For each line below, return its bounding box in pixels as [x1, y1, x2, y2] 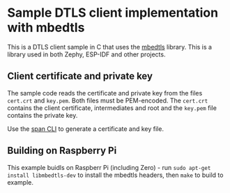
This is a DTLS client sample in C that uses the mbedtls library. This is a [7, 43, 213, 51]
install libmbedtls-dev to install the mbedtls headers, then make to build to [7, 171, 224, 179]
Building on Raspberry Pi [7, 145, 117, 157]
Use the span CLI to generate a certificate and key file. [7, 124, 164, 133]
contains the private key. [7, 111, 78, 119]
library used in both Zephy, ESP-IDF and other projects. [7, 50, 166, 59]
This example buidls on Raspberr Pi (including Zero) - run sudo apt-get [7, 163, 211, 171]
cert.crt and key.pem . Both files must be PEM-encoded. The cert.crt [7, 96, 208, 105]
